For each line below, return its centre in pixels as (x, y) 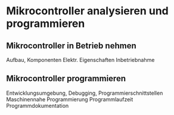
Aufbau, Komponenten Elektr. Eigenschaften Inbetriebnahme (80, 60)
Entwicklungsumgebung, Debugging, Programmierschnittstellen (85, 93)
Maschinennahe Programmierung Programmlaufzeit (70, 99)
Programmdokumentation (38, 105)
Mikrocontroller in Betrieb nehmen (71, 46)
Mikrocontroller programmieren (66, 79)
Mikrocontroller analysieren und (87, 11)
